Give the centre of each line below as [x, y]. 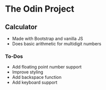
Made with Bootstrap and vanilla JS [48, 38]
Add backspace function [37, 77]
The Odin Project [40, 9]
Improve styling [28, 72]
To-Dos [14, 56]
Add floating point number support [47, 67]
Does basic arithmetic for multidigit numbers [57, 44]
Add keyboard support [35, 82]
